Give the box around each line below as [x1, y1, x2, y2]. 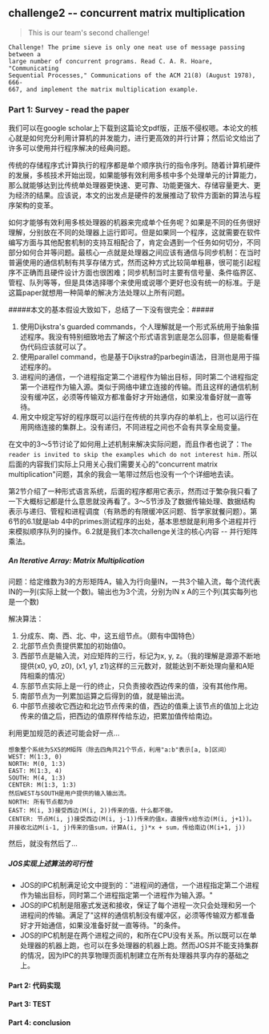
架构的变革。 [14, 201, 58, 210]
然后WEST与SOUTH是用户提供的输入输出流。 [8, 790, 130, 798]
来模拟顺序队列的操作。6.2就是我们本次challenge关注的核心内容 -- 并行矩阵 [8, 527, 258, 536]
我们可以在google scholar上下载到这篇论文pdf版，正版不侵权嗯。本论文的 [8, 124, 251, 133]
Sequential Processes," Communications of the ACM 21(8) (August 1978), [8, 71, 256, 79]
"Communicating [8, 64, 59, 72]
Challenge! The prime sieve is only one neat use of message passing [8, 43, 246, 51]
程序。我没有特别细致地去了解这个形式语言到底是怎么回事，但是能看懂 [26, 332, 259, 342]
